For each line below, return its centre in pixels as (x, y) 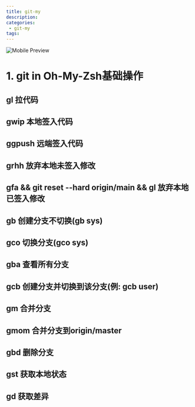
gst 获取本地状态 (36, 374)
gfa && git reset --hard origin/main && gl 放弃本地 (97, 188)
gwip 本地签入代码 (40, 122)
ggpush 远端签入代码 (45, 143)
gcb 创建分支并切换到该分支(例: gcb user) (82, 287)
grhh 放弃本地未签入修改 (51, 165)
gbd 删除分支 (30, 352)
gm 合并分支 (29, 309)
